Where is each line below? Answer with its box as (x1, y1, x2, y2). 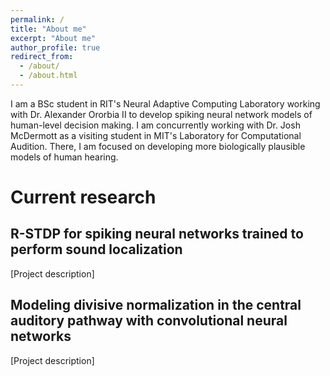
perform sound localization (10, 241, 183, 258)
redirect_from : (10, 52, 74, 62)
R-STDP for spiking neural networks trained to (10, 226, 304, 243)
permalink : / (10, 14, 65, 25)
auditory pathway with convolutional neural (10, 312, 288, 330)
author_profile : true (10, 42, 101, 53)
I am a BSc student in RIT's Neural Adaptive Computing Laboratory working (10, 97, 321, 110)
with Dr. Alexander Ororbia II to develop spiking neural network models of (10, 108, 313, 120)
